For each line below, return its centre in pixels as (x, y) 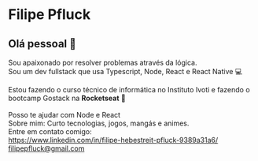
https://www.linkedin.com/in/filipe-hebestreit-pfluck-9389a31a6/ (113, 140)
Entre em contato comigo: (50, 131)
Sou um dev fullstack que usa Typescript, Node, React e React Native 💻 (125, 71)
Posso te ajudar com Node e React (64, 115)
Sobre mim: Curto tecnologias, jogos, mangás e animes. (99, 123)
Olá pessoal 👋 (42, 44)
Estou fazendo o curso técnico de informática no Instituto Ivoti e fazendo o (129, 90)
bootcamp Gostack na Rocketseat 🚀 (67, 98)
